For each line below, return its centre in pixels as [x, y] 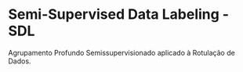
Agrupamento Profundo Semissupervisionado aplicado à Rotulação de [121, 52]
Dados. [20, 61]
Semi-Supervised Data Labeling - [119, 14]
